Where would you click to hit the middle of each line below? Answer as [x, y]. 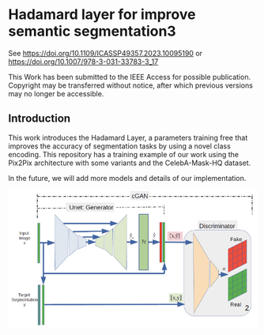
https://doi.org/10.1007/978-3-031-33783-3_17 [83, 62]
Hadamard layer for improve [102, 15]
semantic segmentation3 [92, 31]
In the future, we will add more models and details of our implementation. [127, 178]
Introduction [40, 119]
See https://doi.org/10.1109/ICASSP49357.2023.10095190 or [106, 53]
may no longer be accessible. [56, 93]
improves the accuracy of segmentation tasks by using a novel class [119, 146]
